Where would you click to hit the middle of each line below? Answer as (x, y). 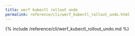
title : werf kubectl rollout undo (42, 10)
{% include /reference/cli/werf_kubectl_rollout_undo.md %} (67, 28)
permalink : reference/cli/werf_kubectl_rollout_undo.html (67, 14)
